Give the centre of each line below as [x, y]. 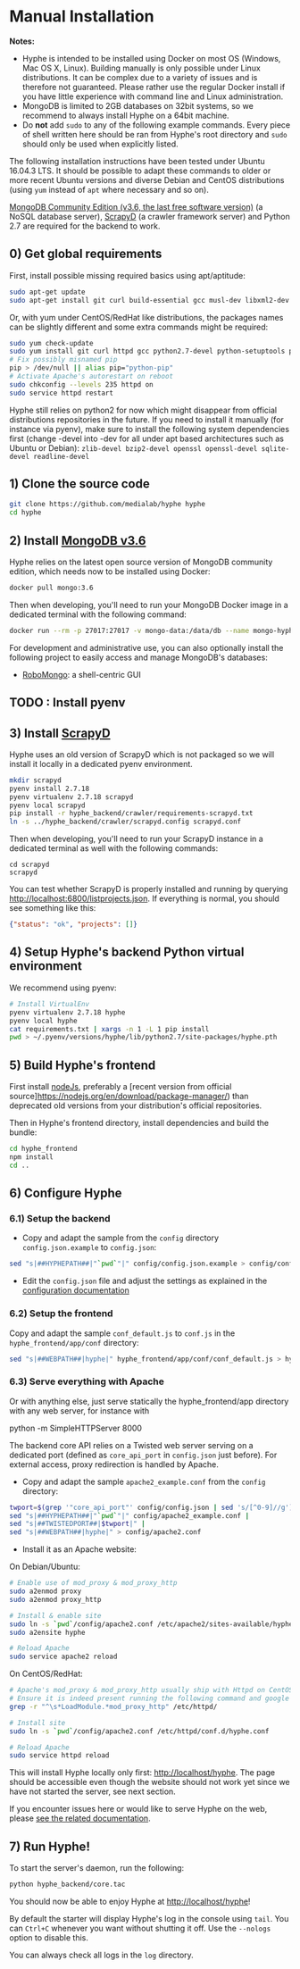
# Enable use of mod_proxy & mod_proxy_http [93, 1583]
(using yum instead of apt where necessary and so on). [109, 189]
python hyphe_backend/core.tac [67, 1885]
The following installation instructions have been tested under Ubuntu [137, 161]
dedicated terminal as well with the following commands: [114, 848]
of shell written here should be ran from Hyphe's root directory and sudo [154, 134]
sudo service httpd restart [62, 393]
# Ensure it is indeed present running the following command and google [150, 1698]
